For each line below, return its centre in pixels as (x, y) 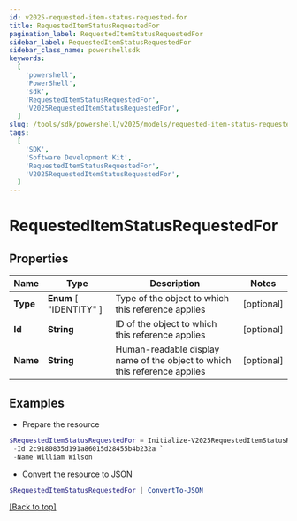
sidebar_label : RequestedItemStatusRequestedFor (100, 42)
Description (175, 284)
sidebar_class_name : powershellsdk (75, 51)
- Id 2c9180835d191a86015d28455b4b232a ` (88, 448)
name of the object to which (173, 361)
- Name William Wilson (53, 457)
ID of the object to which (166, 324)
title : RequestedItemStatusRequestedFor (85, 26)
